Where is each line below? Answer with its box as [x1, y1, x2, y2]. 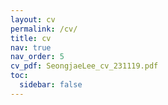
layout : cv [10, 14, 56, 25]
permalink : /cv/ [10, 24, 78, 34]
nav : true [10, 42, 52, 53]
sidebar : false [19, 80, 83, 90]
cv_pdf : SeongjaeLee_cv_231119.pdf [10, 61, 159, 71]
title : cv [10, 33, 52, 43]
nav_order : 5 [10, 52, 65, 62]
